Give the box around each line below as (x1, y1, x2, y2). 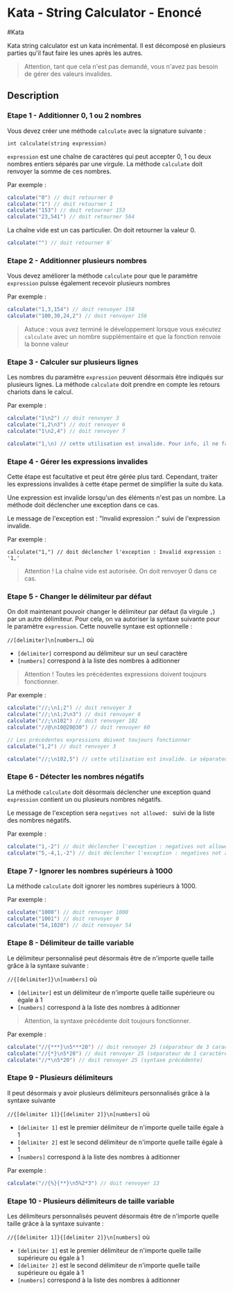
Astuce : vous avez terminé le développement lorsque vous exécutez (24, 325, 222, 333)
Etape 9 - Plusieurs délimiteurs (7, 1073, 113, 1083)
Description (7, 90, 59, 102)
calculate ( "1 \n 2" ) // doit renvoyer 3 (7, 415, 119, 422)
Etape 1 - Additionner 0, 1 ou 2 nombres (7, 111, 142, 120)
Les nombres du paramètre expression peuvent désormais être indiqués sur (7, 373, 224, 381)
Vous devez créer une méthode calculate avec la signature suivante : (7, 127, 207, 135)
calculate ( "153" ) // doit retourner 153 (7, 207, 126, 214)
